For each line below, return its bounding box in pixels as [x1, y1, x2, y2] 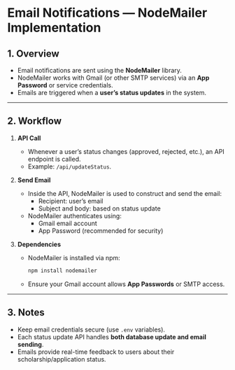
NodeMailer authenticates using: [27, 211, 122, 220]
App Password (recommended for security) [38, 226, 164, 235]
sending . [17, 340, 44, 348]
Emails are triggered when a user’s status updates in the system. [17, 89, 207, 97]
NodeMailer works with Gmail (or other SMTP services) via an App [17, 73, 210, 82]
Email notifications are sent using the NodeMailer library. [17, 66, 182, 74]
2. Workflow [7, 115, 62, 127]
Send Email [17, 176, 51, 184]
